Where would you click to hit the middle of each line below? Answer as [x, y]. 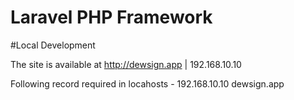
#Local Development [53, 45]
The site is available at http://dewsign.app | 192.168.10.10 [126, 64]
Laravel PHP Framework [111, 17]
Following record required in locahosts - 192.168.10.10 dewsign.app [147, 83]
